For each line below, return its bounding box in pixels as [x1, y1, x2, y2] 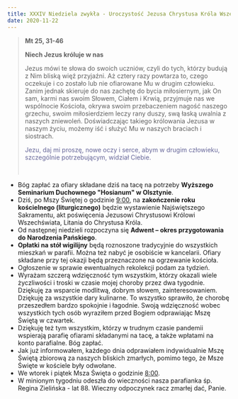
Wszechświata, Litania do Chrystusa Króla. [17, 218, 143, 227]
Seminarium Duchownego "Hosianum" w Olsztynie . [17, 188, 174, 196]
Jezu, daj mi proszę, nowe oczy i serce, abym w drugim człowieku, [24, 145, 220, 154]
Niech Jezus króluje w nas [24, 50, 104, 59]
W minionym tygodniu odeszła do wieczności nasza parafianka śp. [17, 376, 212, 385]
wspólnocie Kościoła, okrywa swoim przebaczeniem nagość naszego [24, 101, 228, 110]
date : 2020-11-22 [7, 17, 59, 24]
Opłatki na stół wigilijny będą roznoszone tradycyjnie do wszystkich [17, 240, 218, 249]
